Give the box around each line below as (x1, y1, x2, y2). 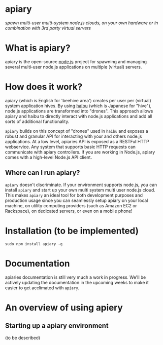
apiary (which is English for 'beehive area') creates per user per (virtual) (5, 97, 152, 103)
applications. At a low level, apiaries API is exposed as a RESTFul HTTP (5, 138, 149, 144)
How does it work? (5, 81, 83, 92)
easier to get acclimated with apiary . (5, 285, 80, 291)
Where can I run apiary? (5, 169, 80, 177)
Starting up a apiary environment (5, 322, 109, 330)
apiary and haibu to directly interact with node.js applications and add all (5, 113, 153, 119)
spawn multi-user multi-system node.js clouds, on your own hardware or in (5, 20, 159, 26)
